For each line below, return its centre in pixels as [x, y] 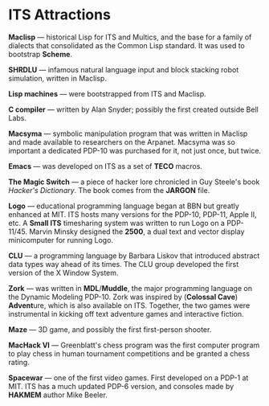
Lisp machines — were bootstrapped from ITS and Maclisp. [107, 93]
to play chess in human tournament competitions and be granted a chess [129, 353]
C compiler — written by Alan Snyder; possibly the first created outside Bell [133, 109]
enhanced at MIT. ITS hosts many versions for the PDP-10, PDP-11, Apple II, [132, 214]
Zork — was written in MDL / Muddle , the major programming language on [130, 288]
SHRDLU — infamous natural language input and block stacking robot [124, 69]
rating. [19, 362]
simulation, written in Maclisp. [57, 78]
